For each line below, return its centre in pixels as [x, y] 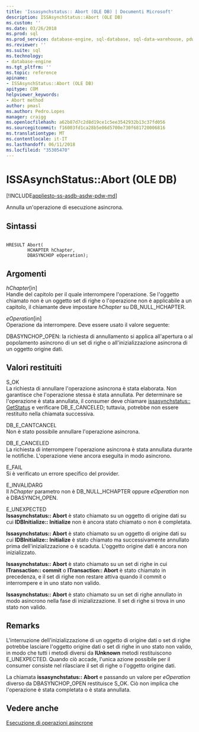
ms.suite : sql [24, 51]
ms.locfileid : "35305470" [38, 150]
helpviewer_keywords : [33, 95]
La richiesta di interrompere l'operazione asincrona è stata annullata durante [99, 449]
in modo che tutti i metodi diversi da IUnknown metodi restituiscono [89, 653]
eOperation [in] [24, 318]
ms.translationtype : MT [36, 134]
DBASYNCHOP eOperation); [58, 256]
